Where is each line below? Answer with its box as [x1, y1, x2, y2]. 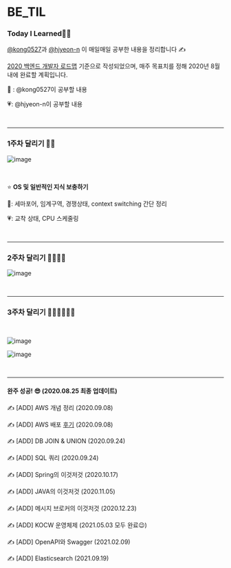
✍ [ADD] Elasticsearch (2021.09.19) [7, 554, 109, 562]
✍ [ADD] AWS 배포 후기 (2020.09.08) [7, 420, 113, 429]
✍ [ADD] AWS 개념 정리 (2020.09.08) [7, 403, 113, 411]
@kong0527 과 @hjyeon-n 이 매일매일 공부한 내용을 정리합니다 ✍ [7, 46, 186, 54]
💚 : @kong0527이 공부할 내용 [7, 86, 87, 94]
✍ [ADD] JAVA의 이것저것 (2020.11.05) [7, 487, 115, 496]
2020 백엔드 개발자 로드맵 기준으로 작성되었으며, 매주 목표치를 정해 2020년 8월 [7, 62, 221, 70]
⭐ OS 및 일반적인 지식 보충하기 [7, 182, 89, 190]
